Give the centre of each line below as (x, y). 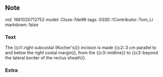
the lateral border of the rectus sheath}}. (45, 58)
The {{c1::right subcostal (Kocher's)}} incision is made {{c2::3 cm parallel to (81, 48)
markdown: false (22, 25)
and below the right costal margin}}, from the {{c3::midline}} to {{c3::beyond (81, 53)
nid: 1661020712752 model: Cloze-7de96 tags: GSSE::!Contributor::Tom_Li (79, 19)
